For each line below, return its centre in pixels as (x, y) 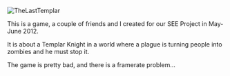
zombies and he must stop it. (48, 52)
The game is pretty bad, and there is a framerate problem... (92, 65)
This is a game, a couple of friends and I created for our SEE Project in (107, 24)
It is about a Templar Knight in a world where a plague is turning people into (115, 44)
